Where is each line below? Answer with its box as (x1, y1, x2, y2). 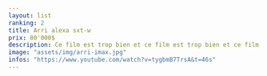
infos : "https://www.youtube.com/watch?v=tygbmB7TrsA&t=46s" (8, 56, 217, 64)
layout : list (8, 11, 52, 20)
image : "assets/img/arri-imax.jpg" (8, 48, 127, 56)
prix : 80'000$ (8, 33, 56, 42)
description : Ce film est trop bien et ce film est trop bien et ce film (8, 41, 260, 49)
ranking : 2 (8, 19, 45, 27)
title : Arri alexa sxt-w (8, 26, 91, 34)
